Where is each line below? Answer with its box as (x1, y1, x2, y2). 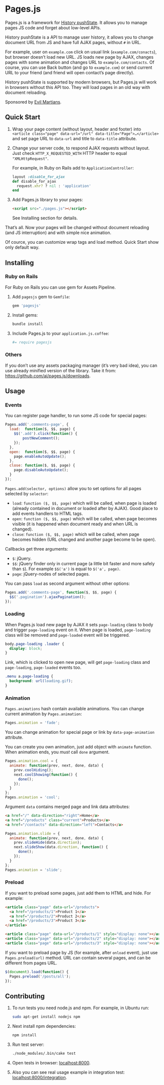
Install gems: (12, 312, 38, 318)
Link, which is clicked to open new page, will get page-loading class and (5, 660, 150, 665)
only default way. (5, 244, 40, 250)
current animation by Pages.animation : (5, 711, 82, 717)
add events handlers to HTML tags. (12, 511, 83, 516)
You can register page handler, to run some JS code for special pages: (5, 413, 147, 419)
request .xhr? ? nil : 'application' (17, 183, 91, 189)
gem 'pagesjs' (12, 303, 41, 308)
